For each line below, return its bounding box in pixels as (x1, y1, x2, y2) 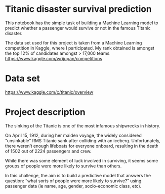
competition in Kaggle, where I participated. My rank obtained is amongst (5, 45, 155, 51)
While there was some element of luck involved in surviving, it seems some (5, 157, 158, 163)
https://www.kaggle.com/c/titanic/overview (5, 89, 94, 95)
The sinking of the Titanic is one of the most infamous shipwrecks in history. (5, 122, 161, 129)
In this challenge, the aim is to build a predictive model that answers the (5, 172, 151, 178)
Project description (5, 107, 85, 118)
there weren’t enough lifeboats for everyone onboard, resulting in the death (5, 143, 159, 149)
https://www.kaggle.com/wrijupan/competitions (5, 55, 103, 61)
